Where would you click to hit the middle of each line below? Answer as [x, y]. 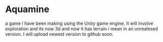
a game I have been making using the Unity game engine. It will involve [79, 23]
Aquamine [27, 9]
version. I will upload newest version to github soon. [59, 34]
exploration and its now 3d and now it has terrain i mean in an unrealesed [82, 28]
